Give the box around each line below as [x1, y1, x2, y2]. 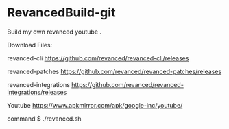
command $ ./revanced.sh [7, 115, 82, 123]
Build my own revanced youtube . [7, 27, 101, 36]
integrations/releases [7, 88, 67, 96]
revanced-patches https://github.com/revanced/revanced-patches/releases [7, 67, 222, 75]
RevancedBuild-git [7, 5, 116, 21]
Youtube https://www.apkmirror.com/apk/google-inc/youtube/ [7, 101, 183, 109]
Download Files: [7, 40, 53, 49]
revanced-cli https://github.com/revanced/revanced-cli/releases [7, 54, 189, 62]
